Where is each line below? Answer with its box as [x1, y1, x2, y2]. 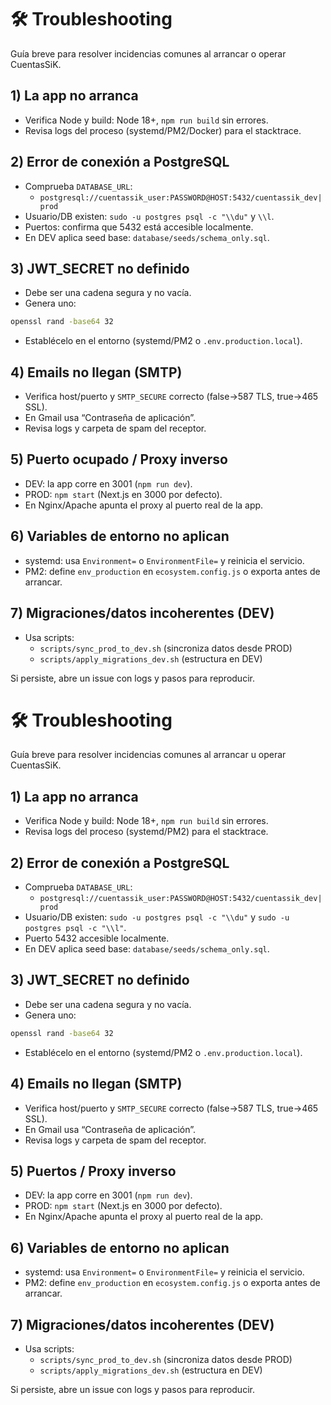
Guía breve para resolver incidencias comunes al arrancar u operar [10, 749, 287, 761]
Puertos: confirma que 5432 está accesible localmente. [24, 221, 254, 233]
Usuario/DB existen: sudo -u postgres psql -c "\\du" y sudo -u [24, 911, 290, 923]
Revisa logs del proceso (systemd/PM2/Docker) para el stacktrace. [24, 124, 302, 136]
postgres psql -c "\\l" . [24, 922, 127, 934]
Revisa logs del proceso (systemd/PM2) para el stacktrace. [24, 826, 269, 838]
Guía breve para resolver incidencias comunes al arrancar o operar [10, 47, 287, 60]
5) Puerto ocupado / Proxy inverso [10, 451, 228, 468]
